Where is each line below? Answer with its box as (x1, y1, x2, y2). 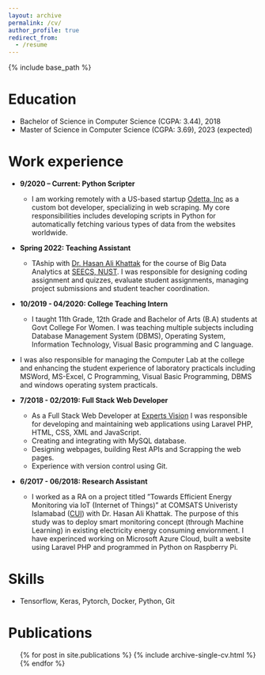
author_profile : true (8, 26, 80, 34)
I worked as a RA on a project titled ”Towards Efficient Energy (31, 492, 232, 501)
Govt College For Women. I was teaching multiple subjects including (31, 323, 254, 332)
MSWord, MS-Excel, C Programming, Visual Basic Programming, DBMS (19, 372, 252, 381)
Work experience (8, 153, 124, 171)
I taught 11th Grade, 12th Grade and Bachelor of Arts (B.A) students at (31, 314, 258, 324)
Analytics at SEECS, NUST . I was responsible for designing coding (31, 267, 248, 276)
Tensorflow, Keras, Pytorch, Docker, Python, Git (19, 596, 176, 605)
